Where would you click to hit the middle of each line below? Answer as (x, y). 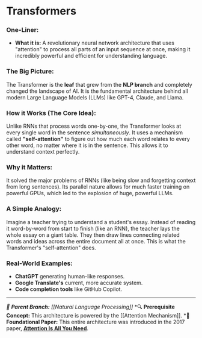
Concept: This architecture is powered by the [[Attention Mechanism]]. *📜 (98, 315)
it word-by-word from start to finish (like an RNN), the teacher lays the (93, 228)
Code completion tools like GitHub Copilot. (68, 289)
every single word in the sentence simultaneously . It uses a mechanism (95, 133)
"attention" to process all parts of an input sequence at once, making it (103, 49)
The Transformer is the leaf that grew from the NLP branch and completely (99, 84)
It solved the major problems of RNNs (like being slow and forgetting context (101, 180)
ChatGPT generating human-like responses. (70, 276)
